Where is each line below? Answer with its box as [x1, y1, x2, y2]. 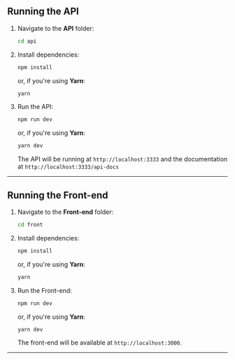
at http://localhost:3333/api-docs [17, 162, 119, 171]
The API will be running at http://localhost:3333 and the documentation [17, 155, 228, 164]
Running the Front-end [7, 189, 108, 201]
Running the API [7, 6, 79, 17]
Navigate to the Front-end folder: [17, 208, 114, 216]
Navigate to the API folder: [17, 24, 94, 32]
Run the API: [17, 103, 54, 111]
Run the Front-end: [17, 286, 72, 294]
